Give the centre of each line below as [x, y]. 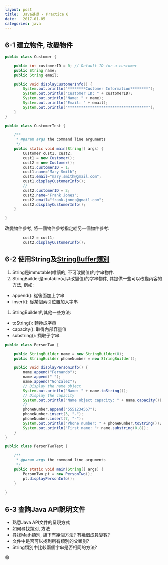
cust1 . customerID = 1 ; [47, 167]
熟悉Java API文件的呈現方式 [41, 522]
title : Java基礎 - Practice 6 [37, 14]
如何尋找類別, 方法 [31, 528]
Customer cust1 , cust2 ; [48, 153]
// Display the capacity [49, 395]
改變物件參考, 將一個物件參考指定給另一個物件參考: [57, 228]
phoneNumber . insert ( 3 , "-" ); [53, 414]
